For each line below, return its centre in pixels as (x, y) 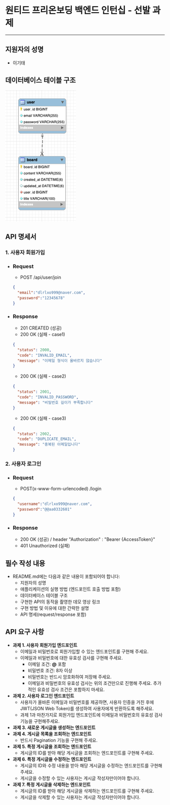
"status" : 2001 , (34, 392)
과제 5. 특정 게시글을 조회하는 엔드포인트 (52, 746)
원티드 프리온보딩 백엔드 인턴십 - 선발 (78, 10)
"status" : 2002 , (34, 434)
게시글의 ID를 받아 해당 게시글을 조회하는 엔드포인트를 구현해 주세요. (87, 753)
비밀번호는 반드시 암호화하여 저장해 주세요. (70, 677)
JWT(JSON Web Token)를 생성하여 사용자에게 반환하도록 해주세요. (87, 708)
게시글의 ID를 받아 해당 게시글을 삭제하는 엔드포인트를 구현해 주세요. (87, 791)
